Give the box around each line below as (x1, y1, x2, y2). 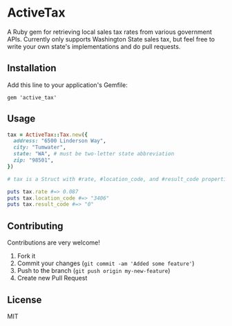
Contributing (7, 220, 64, 232)
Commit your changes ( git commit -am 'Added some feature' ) (17, 259, 195, 267)
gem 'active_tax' (7, 94, 57, 101)
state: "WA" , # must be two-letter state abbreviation (13, 151, 175, 157)
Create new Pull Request (17, 274, 88, 282)
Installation (7, 62, 57, 74)
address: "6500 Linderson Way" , (13, 137, 107, 144)
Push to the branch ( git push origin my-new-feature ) (17, 267, 171, 275)
